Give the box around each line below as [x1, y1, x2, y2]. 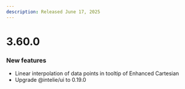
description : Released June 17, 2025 [6, 8, 101, 15]
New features [6, 56, 47, 64]
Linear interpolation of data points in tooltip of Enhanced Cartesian [14, 70, 180, 77]
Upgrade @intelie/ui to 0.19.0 [14, 76, 87, 84]
